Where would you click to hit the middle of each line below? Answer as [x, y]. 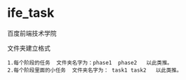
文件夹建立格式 [29, 48]
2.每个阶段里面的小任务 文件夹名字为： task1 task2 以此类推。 [95, 70]
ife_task [31, 13]
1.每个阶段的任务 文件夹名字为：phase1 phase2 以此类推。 [90, 62]
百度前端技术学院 [32, 33]
